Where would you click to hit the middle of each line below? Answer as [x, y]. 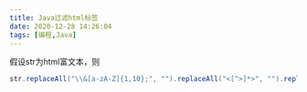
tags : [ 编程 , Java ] [43, 35]
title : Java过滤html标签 [54, 18]
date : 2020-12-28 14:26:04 [61, 26]
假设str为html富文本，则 [55, 62]
